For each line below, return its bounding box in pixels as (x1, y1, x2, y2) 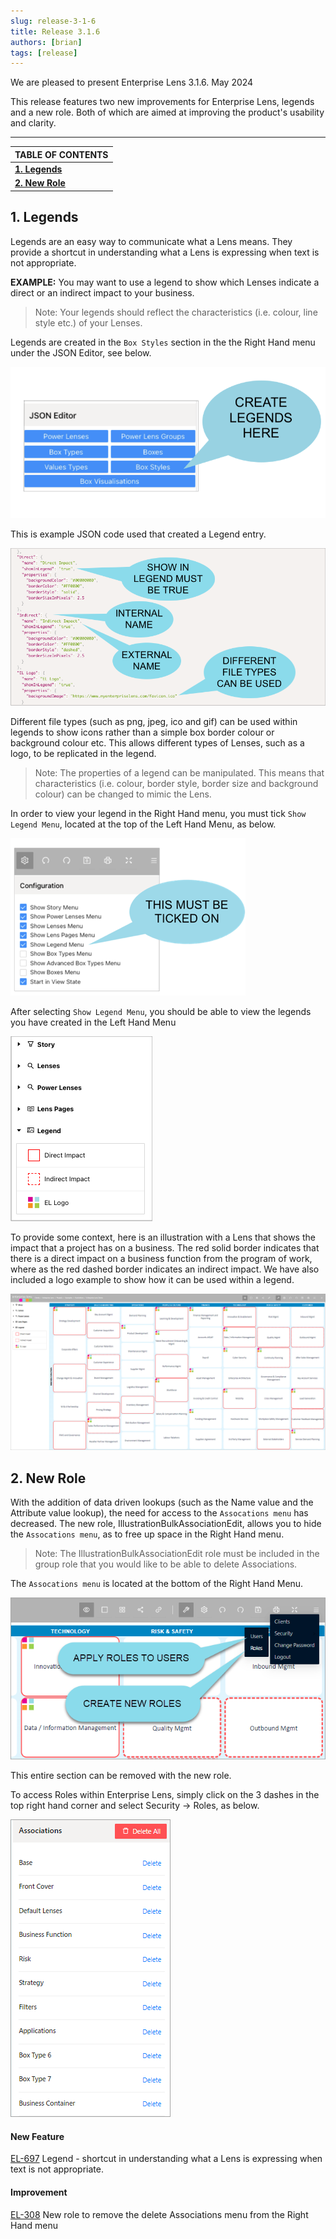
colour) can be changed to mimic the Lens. (34, 788, 212, 800)
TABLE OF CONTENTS (14, 148, 109, 160)
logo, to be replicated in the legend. (10, 748, 157, 760)
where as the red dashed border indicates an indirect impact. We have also (10, 1263, 320, 1275)
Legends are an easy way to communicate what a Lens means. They (10, 235, 293, 247)
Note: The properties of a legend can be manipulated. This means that (34, 767, 325, 779)
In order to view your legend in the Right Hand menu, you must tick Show (10, 808, 307, 820)
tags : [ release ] (10, 48, 78, 58)
